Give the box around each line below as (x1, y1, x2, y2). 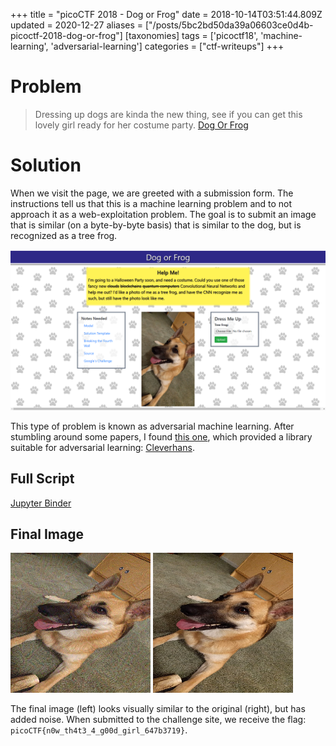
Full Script (10, 470, 75, 488)
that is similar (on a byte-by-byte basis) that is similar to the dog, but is (10, 219, 302, 231)
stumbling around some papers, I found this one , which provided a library (10, 430, 313, 443)
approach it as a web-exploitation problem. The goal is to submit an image (10, 208, 317, 220)
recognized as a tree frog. (10, 229, 118, 241)
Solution (10, 154, 82, 177)
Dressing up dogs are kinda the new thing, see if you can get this (34, 108, 303, 120)
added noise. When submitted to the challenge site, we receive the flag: (10, 714, 307, 726)
